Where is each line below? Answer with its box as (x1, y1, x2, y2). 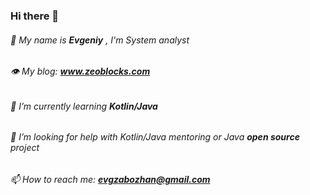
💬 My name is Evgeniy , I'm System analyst (10, 34, 190, 46)
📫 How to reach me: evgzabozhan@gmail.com (10, 173, 211, 185)
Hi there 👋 (10, 9, 60, 23)
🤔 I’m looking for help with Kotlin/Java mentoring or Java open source (10, 131, 300, 143)
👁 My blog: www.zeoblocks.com (10, 65, 151, 78)
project (10, 142, 40, 154)
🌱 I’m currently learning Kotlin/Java (10, 100, 158, 112)
